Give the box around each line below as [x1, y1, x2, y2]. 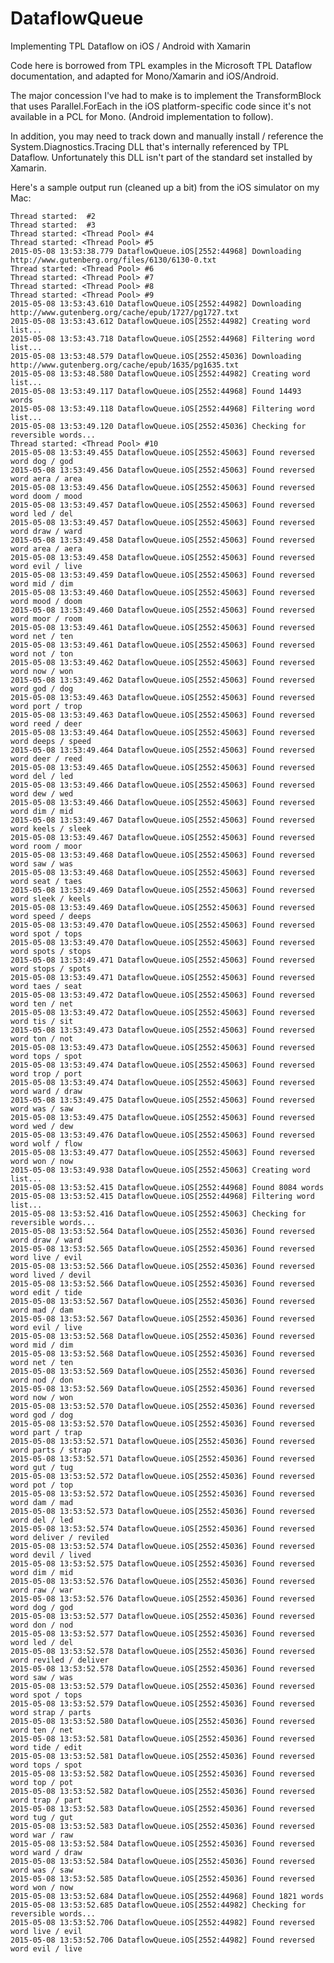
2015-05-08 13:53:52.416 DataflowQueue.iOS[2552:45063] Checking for [10, 1208, 307, 1219]
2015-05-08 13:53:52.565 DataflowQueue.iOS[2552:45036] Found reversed [10, 1243, 315, 1254]
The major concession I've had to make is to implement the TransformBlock [10, 89, 322, 101]
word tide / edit [10, 1742, 83, 1752]
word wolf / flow [10, 1138, 83, 1149]
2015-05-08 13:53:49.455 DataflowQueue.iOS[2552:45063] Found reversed [10, 447, 315, 457]
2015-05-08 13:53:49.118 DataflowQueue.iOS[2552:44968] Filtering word [10, 403, 315, 414]
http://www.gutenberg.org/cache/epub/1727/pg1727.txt [10, 307, 240, 317]
